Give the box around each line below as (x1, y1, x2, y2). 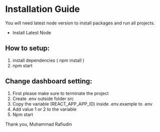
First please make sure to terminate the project (12, 90, 109, 96)
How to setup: (5, 44, 50, 53)
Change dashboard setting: (5, 77, 92, 86)
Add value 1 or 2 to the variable (12, 106, 76, 112)
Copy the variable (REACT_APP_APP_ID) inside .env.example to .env (12, 101, 152, 107)
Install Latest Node (12, 29, 51, 35)
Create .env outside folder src (12, 96, 74, 102)
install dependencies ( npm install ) (12, 57, 85, 63)
